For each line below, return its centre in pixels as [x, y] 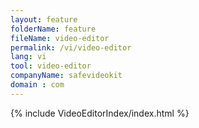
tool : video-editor [51, 66]
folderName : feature [53, 29]
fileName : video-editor [60, 38]
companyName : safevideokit [66, 76]
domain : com [37, 85]
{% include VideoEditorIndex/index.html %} [100, 113]
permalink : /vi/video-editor [71, 47]
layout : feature [44, 19]
